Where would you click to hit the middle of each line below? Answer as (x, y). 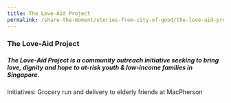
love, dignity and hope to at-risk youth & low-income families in (100, 68)
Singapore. (23, 75)
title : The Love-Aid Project (49, 13)
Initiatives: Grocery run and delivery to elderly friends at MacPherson (105, 92)
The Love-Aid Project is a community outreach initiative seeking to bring (113, 60)
